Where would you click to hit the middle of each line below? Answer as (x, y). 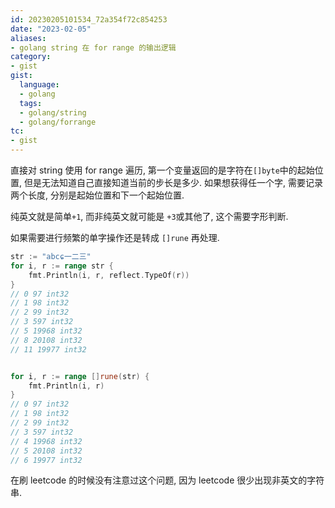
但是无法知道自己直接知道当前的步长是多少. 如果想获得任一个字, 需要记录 (173, 182)
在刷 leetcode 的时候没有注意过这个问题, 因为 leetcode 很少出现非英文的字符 (167, 480)
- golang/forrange (58, 122)
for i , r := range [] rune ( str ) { (80, 376)
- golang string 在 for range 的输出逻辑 (93, 47)
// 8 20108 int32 (46, 340)
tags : (31, 103)
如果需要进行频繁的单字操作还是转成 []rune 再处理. (115, 237)
